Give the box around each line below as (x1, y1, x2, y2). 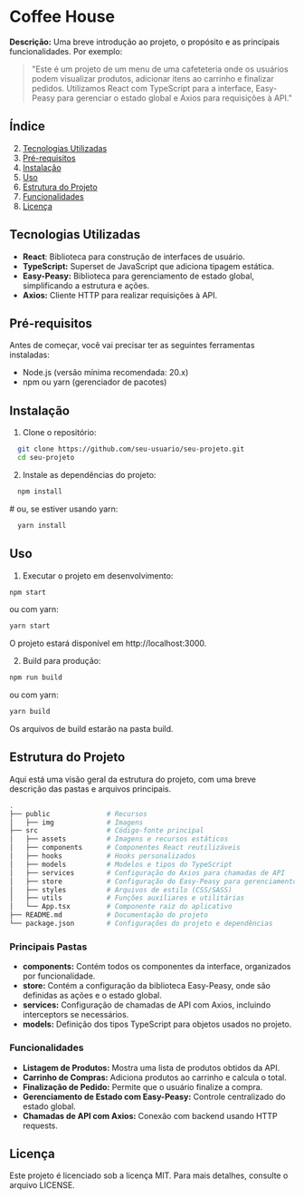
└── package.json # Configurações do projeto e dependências (9, 919, 273, 929)
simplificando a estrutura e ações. (22, 279, 150, 291)
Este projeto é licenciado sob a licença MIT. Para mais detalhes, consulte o (9, 1170, 289, 1181)
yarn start (9, 621, 51, 631)
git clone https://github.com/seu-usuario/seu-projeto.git (17, 444, 245, 454)
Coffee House (9, 6, 116, 27)
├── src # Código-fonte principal (9, 826, 204, 835)
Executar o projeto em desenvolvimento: (22, 570, 174, 581)
